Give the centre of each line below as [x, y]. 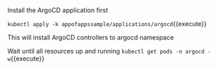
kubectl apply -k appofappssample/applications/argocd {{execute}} [107, 24]
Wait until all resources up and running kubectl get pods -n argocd [106, 51]
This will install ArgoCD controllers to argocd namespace [91, 37]
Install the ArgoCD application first [58, 10]
